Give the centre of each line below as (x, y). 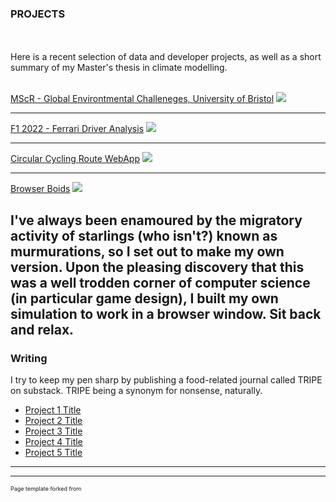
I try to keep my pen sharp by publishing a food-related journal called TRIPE (166, 379)
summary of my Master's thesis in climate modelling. (119, 68)
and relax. (42, 329)
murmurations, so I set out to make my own (147, 251)
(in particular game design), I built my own (144, 298)
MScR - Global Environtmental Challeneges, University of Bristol (142, 99)
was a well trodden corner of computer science (160, 282)
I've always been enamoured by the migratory (156, 220)
